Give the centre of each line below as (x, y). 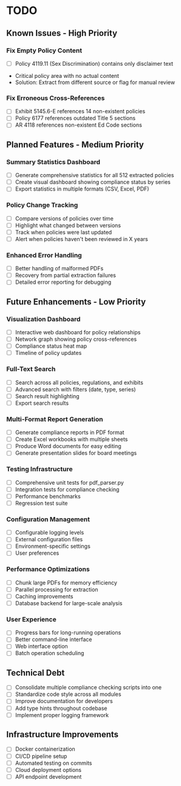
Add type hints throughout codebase (61, 708)
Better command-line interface (53, 639)
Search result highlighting (47, 396)
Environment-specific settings (53, 546)
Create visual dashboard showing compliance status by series (93, 182)
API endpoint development (48, 776)
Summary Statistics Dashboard (53, 162)
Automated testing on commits (53, 763)
